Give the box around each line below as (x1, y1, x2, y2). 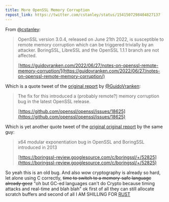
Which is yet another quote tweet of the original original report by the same (5, 123, 163, 130)
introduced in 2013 (17, 144, 58, 150)
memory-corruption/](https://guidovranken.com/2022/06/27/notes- (17, 67, 160, 74)
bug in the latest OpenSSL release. (17, 98, 91, 105)
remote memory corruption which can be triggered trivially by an (17, 41, 154, 47)
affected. (17, 52, 37, 59)
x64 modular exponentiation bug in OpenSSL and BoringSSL (17, 139, 145, 145)
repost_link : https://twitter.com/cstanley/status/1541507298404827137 (5, 12, 160, 17)
